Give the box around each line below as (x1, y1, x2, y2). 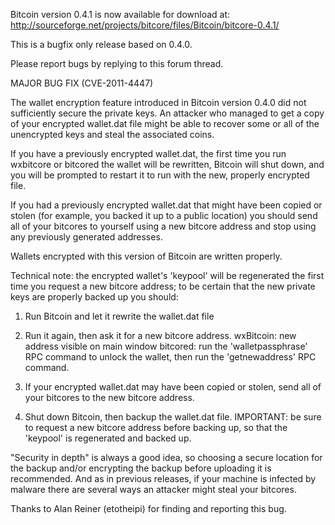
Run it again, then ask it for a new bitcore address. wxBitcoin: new (24, 330, 297, 341)
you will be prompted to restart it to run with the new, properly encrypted (10, 169, 310, 181)
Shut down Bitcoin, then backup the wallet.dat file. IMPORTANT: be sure (24, 411, 322, 423)
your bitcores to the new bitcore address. (24, 392, 195, 403)
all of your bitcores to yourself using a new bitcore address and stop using (10, 220, 317, 232)
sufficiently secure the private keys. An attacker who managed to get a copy (10, 107, 325, 119)
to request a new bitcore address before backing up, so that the (24, 422, 288, 433)
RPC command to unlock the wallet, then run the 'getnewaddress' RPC (24, 351, 317, 363)
